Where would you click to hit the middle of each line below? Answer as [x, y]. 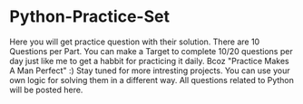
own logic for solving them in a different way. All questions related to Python [152, 80]
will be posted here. [46, 90]
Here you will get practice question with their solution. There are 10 [135, 42]
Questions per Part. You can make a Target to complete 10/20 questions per [151, 51]
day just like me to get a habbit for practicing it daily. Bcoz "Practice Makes [150, 61]
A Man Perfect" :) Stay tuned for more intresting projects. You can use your [150, 71]
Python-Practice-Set [90, 17]
